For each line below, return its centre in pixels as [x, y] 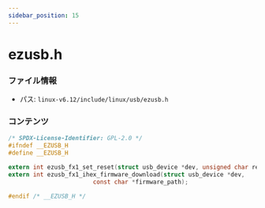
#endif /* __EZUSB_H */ [47, 196]
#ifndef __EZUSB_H [38, 146]
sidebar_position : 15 [44, 15]
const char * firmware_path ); [141, 182]
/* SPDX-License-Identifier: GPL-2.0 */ [76, 139]
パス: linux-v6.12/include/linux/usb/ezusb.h [94, 99]
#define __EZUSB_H [38, 153]
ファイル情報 [33, 80]
